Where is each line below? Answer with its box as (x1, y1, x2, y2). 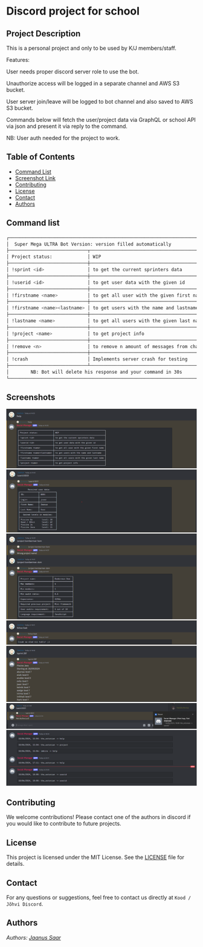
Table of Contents (6, 152, 76, 162)
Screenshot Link (14, 174, 56, 181)
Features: (6, 56, 30, 63)
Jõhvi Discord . (6, 900, 43, 908)
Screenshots (6, 393, 56, 403)
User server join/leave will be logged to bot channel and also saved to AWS (6, 98, 193, 105)
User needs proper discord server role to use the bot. (6, 68, 139, 75)
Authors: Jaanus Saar (6, 934, 62, 941)
